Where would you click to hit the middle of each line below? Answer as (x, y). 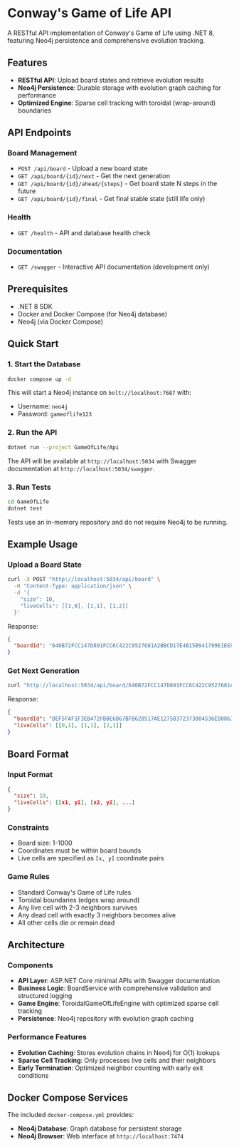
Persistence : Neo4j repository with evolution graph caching (106, 1019)
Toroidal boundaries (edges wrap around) (79, 900)
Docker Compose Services (68, 1098)
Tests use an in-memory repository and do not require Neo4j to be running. (118, 522)
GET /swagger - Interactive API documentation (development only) (113, 267)
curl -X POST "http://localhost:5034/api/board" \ (84, 580)
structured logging (45, 996)
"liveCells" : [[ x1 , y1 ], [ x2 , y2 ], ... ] (74, 803)
